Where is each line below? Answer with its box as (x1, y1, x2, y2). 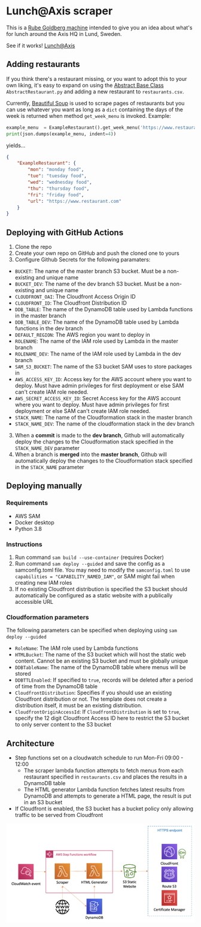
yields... (6, 142, 26, 149)
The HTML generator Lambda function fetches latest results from (23, 786, 185, 794)
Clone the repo (14, 244, 52, 251)
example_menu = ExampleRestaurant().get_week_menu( (6, 124, 141, 130)
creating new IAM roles (14, 579, 72, 586)
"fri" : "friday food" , (28, 192, 84, 198)
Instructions (6, 540, 43, 548)
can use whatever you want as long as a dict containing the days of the (6, 106, 184, 113)
